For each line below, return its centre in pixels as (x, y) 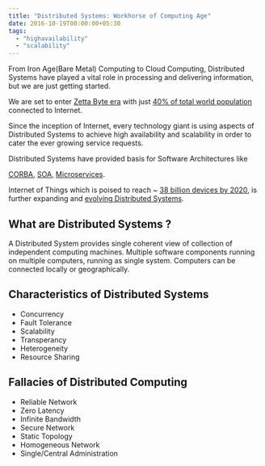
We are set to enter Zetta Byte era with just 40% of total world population (130, 102)
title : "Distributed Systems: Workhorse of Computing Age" (110, 16)
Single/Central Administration (69, 453)
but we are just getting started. (59, 86)
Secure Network (47, 427)
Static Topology (46, 436)
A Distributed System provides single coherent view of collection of (120, 243)
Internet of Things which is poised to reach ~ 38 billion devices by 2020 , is (132, 190)
